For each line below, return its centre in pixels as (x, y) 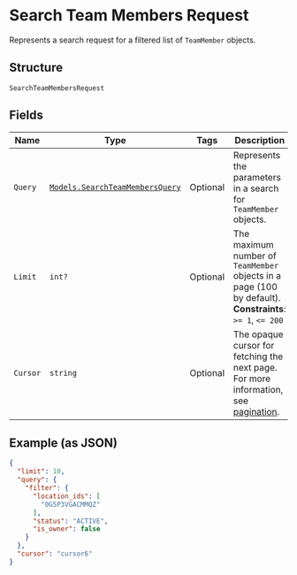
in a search (256, 188)
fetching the (258, 356)
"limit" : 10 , (41, 471)
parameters (257, 177)
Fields (27, 115)
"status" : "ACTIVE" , (70, 521)
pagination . (256, 411)
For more (252, 379)
